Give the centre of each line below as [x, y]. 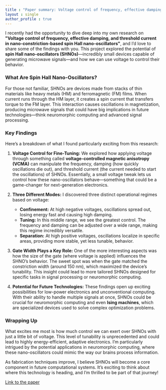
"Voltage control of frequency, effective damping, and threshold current [81, 38]
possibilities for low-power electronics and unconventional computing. [84, 292]
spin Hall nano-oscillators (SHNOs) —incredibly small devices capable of [80, 54]
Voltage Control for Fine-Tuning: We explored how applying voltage [82, 153]
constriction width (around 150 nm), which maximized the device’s [80, 266]
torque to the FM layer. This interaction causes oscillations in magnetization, [83, 104]
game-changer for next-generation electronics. [60, 185]
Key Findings [21, 133]
